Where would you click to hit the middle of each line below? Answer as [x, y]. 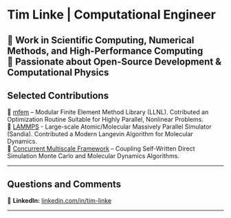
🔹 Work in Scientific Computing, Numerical [101, 40]
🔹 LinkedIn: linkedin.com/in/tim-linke [59, 201]
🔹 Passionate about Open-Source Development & [114, 62]
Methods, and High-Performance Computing [105, 51]
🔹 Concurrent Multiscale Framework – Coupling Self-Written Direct [101, 149]
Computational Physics [58, 72]
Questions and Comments [64, 184]
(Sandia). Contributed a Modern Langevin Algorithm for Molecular [100, 134]
